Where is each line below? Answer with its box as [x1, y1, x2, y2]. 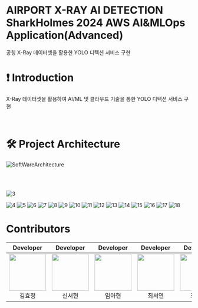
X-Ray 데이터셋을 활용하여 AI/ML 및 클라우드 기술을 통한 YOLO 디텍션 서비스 [6, 95, 183, 102]
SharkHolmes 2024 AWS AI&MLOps [6, 16, 186, 30]
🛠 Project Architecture [6, 137, 121, 151]
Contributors [6, 222, 71, 235]
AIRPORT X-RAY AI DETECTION [6, 4, 163, 17]
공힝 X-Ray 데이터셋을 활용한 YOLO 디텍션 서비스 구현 [6, 48, 131, 56]
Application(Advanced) [6, 29, 124, 42]
